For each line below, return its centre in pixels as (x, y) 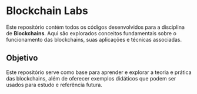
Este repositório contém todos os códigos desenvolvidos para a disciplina (96, 27)
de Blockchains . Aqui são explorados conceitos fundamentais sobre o (91, 33)
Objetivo (22, 58)
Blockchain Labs (47, 11)
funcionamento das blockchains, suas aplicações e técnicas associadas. (94, 39)
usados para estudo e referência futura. (54, 85)
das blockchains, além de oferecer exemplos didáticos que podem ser (91, 78)
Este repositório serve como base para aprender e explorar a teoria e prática (99, 72)
